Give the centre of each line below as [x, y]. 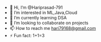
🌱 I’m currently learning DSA [38, 18]
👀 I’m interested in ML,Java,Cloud [43, 13]
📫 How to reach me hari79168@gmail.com [53, 28]
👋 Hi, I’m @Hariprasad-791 [36, 7]
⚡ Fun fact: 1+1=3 [27, 35]
